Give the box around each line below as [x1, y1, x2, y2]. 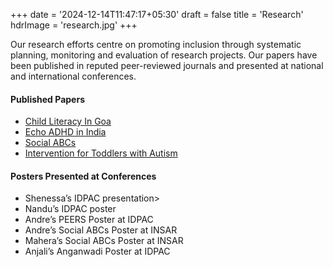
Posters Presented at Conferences [10, 170, 157, 182]
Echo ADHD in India [24, 126, 107, 138]
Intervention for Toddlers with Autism [24, 147, 178, 159]
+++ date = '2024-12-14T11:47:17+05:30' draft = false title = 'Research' [10, 9, 304, 20]
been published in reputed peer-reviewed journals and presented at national [10, 60, 324, 71]
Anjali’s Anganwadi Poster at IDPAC [24, 245, 171, 258]
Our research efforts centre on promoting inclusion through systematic [10, 39, 302, 50]
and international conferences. [10, 70, 137, 82]
